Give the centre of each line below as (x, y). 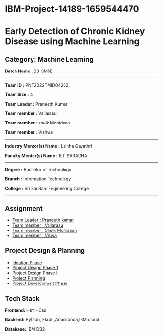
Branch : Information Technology (38, 179)
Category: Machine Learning (49, 59)
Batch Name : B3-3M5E (29, 71)
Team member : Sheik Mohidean (44, 230)
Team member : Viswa (34, 235)
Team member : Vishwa (29, 132)
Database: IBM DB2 (25, 329)
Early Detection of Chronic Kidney (75, 31)
